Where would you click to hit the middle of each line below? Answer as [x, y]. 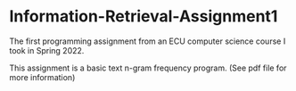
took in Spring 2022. [47, 50]
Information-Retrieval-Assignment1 [144, 17]
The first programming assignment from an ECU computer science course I [148, 41]
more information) [42, 77]
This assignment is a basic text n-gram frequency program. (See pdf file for [148, 68]
